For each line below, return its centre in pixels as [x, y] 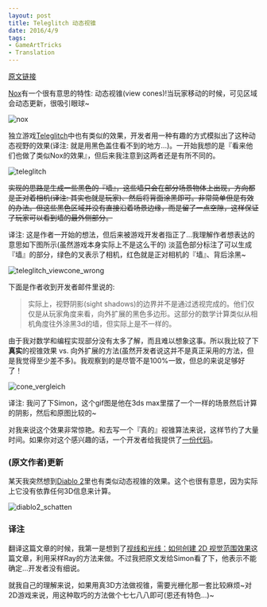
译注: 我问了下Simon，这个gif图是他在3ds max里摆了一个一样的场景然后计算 [133, 403]
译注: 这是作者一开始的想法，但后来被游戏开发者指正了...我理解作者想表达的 [132, 235]
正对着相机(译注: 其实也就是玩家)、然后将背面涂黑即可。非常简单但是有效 [134, 198]
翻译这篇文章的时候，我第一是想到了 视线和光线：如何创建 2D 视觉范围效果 [130, 548]
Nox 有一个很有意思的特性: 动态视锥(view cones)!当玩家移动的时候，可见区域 [133, 93]
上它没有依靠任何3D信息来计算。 [62, 491]
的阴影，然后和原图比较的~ [52, 413]
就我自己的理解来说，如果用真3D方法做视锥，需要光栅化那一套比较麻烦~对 [130, 585]
